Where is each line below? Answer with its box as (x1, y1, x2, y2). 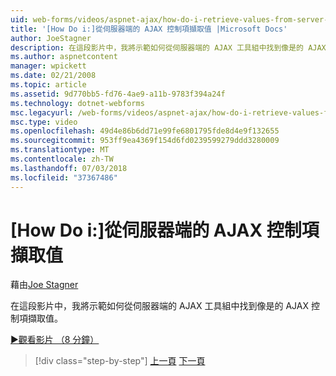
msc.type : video (10, 117, 78, 127)
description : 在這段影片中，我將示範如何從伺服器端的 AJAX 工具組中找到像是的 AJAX (10, 42, 327, 53)
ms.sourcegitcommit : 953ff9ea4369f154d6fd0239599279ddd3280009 (10, 136, 280, 146)
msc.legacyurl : (10, 107, 74, 118)
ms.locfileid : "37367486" (10, 172, 118, 183)
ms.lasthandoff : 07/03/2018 (10, 163, 128, 173)
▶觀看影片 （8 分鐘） (10, 334, 100, 346)
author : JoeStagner (10, 33, 92, 43)
